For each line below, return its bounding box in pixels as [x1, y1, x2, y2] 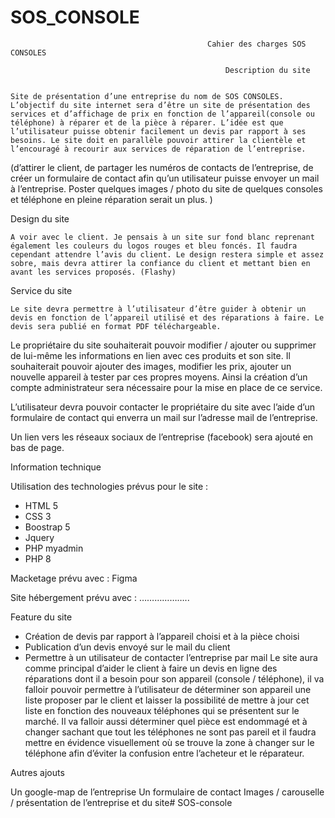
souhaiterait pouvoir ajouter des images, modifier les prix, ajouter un [10, 360, 292, 372]
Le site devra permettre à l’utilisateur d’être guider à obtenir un [10, 304, 307, 314]
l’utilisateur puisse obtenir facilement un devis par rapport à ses [10, 126, 307, 136]
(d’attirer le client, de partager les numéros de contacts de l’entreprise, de [10, 161, 314, 173]
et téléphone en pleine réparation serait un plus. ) [10, 193, 213, 205]
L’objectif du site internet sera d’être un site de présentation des [10, 100, 311, 110]
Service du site [10, 284, 73, 296]
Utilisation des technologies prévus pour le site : [10, 480, 209, 492]
